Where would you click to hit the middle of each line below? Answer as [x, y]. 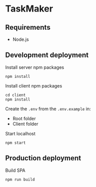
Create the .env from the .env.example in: [48, 109]
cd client [16, 95]
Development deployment [47, 55]
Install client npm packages [34, 85]
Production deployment [43, 158]
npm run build [20, 179]
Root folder [24, 118]
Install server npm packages [35, 67]
